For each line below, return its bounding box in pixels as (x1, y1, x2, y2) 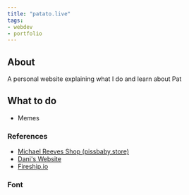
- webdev (7, 23, 33, 30)
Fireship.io (17, 163, 49, 171)
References (7, 131, 48, 141)
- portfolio (7, 30, 42, 37)
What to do (7, 95, 57, 107)
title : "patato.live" (7, 10, 71, 18)
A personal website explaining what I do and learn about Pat (7, 75, 182, 83)
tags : (7, 17, 23, 24)
